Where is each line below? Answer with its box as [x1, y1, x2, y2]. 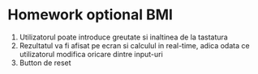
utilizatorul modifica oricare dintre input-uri [19, 49, 163, 59]
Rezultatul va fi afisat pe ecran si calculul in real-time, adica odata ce [19, 40, 250, 50]
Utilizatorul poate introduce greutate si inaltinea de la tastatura [19, 32, 228, 42]
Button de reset [19, 58, 71, 68]
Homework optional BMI [7, 6, 174, 24]
